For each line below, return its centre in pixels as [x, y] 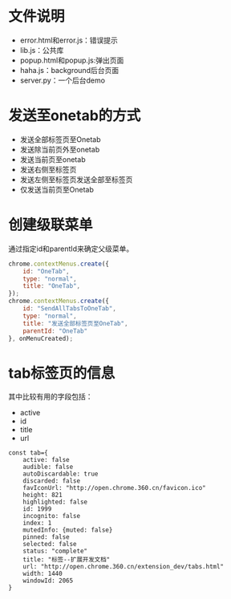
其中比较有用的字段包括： [51, 397]
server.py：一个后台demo [63, 80]
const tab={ [28, 453]
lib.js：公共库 [42, 50]
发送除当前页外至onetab [60, 149]
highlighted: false [55, 502]
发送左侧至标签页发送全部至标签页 [76, 179]
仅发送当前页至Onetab [57, 189]
